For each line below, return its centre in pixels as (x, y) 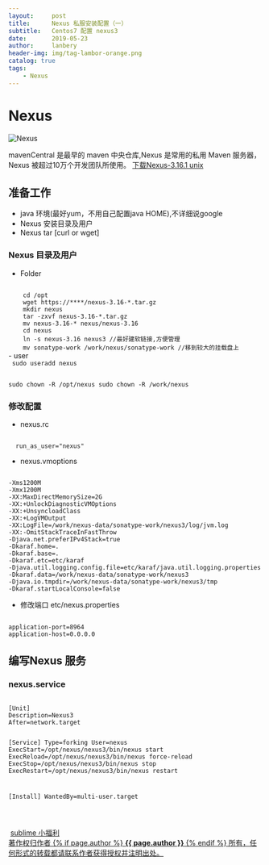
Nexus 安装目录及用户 (56, 224)
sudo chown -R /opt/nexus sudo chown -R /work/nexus (99, 384)
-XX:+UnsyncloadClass (45, 511)
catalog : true (32, 61)
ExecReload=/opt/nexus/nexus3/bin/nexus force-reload (101, 756)
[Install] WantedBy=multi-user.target (73, 797)
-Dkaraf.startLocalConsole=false (64, 589)
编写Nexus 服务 (48, 661)
